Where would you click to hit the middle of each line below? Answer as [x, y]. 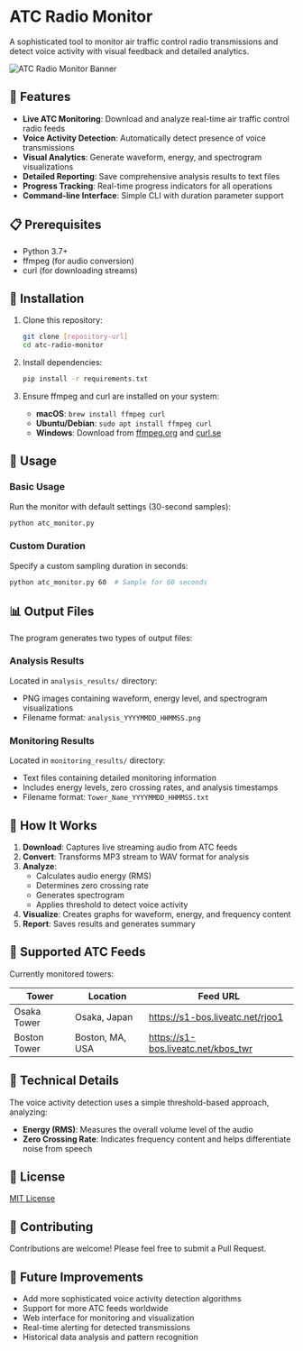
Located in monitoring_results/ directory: [87, 760]
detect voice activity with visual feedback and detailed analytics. [129, 51]
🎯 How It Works [53, 826]
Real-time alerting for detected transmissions [106, 1328]
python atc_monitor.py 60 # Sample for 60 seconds [108, 582]
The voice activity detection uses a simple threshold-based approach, [139, 1102]
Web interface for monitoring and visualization [108, 1318]
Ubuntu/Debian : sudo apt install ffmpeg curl [124, 423]
